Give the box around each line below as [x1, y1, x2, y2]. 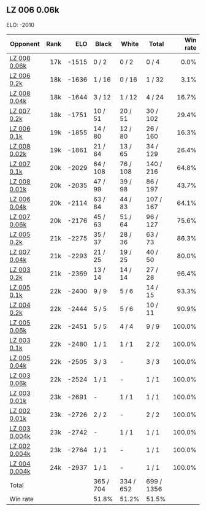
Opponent [10, 39, 40, 48]
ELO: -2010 [6, 21, 35, 28]
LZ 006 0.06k [6, 5, 59, 15]
